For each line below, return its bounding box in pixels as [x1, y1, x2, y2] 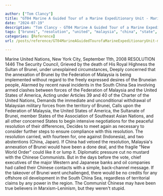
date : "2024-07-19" [5, 20, 45, 25]
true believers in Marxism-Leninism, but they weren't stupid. [5, 185, 126, 191]
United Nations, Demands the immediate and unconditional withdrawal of [5, 97, 151, 103]
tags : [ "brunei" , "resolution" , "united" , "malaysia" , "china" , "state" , [5, 30, 158, 35]
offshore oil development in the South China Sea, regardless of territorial [5, 175, 150, 180]
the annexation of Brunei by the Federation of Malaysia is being [5, 71, 131, 77]
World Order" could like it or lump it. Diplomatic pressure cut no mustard [5, 149, 149, 155]
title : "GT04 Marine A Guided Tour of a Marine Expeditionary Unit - [5, 16, 149, 21]
